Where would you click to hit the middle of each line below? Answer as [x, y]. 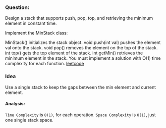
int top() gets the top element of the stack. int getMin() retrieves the [74, 53]
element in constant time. [31, 23]
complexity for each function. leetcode [45, 64]
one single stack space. [29, 120]
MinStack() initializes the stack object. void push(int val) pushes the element [83, 43]
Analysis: [15, 104]
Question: [17, 7]
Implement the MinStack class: [36, 33]
